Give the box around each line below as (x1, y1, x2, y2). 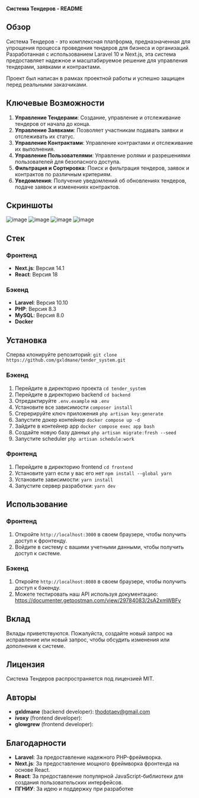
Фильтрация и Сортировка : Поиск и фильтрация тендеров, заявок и (14, 164, 190, 171)
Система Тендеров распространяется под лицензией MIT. (6, 675, 155, 682)
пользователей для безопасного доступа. (14, 158, 121, 165)
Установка (6, 335, 47, 345)
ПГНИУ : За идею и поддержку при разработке (14, 786, 134, 793)
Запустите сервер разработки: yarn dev (14, 482, 116, 489)
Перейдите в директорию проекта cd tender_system (14, 384, 146, 392)
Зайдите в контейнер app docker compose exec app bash (14, 422, 155, 430)
